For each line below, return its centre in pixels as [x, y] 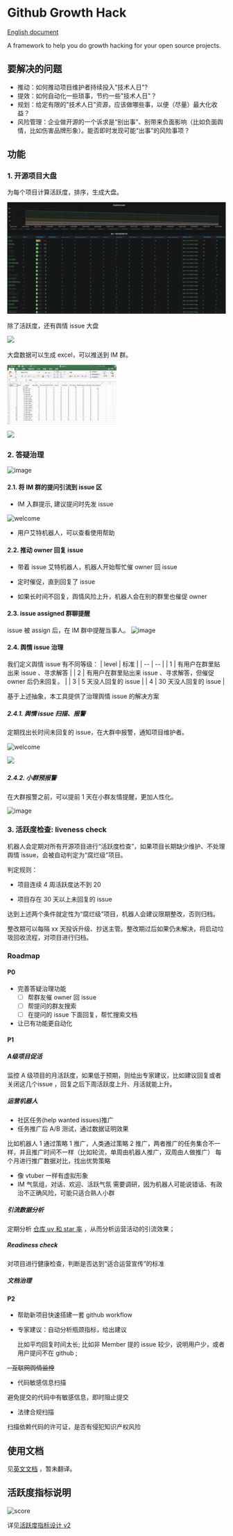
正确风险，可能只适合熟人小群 [72, 1192]
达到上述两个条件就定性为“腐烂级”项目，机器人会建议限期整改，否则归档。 [113, 913]
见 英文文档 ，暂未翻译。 [42, 1469]
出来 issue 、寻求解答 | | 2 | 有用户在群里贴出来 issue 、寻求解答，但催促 [111, 673]
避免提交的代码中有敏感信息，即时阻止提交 [68, 1397]
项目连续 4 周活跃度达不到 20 [59, 884]
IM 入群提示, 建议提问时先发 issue [65, 504]
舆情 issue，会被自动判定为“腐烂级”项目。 [67, 854]
